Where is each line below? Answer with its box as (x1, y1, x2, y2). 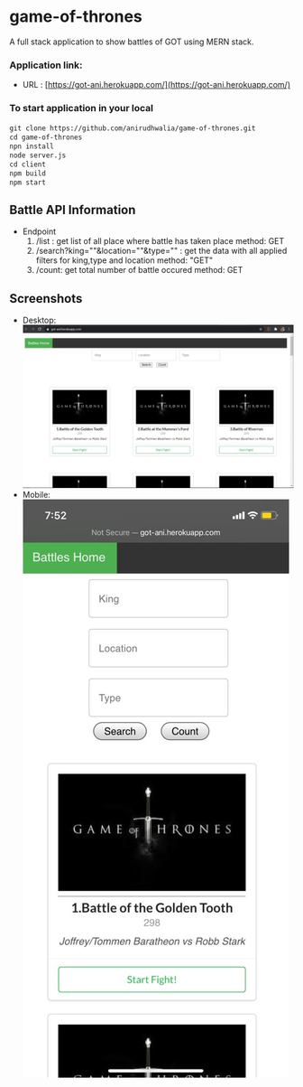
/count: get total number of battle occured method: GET (35, 265, 243, 276)
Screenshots (9, 291, 83, 306)
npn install (9, 142, 54, 151)
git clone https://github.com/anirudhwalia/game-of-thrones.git (9, 124, 256, 133)
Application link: (9, 59, 83, 71)
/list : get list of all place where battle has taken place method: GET (35, 236, 285, 247)
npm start (9, 178, 47, 187)
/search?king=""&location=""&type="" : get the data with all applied (35, 246, 288, 257)
